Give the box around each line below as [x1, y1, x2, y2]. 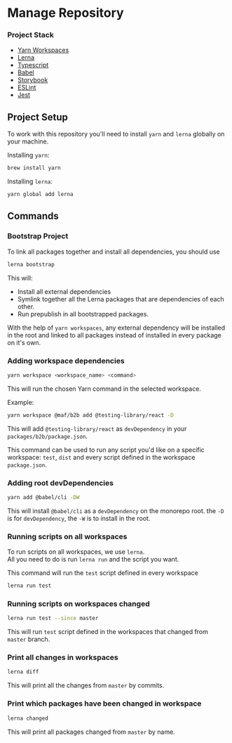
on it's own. [7, 338, 41, 347]
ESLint [17, 83, 36, 92]
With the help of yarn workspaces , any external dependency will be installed [7, 323, 226, 332]
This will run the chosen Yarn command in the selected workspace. [7, 385, 202, 393]
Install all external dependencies [17, 287, 111, 296]
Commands [7, 210, 60, 222]
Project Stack [7, 30, 54, 40]
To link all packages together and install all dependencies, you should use [7, 247, 220, 256]
